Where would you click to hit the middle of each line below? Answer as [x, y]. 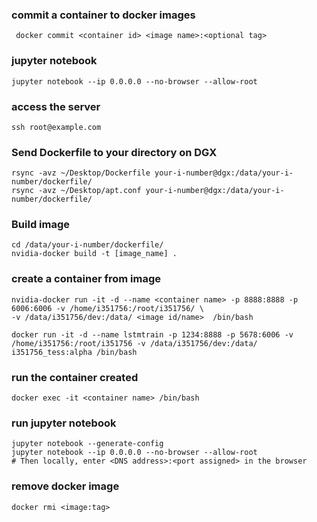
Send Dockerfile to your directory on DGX [114, 152]
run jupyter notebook [64, 423]
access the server [56, 106]
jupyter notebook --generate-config [87, 444]
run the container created [75, 377]
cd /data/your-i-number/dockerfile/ [87, 245]
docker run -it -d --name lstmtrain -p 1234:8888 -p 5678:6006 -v [152, 334]
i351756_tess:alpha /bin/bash [74, 352]
